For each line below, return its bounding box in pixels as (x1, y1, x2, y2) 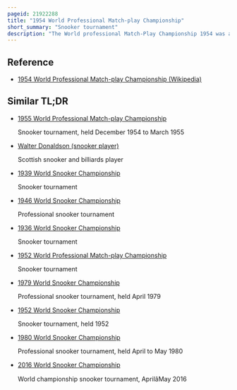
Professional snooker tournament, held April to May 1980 (17, 347, 183, 355)
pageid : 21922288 (7, 10, 59, 18)
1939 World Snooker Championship (17, 169, 121, 177)
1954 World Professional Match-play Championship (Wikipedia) (17, 75, 202, 83)
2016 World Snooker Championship (17, 360, 121, 369)
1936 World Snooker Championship (17, 223, 121, 232)
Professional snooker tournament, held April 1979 (17, 292, 161, 300)
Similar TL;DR (7, 95, 68, 107)
